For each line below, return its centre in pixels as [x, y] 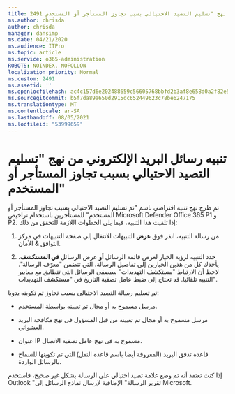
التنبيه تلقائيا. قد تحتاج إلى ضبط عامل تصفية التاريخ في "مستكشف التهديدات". [117, 279]
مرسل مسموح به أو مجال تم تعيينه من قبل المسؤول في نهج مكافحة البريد [113, 320]
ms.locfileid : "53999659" [45, 124]
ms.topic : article [35, 53]
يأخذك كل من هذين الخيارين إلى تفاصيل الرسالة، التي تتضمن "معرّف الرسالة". [118, 264]
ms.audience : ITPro [36, 46]
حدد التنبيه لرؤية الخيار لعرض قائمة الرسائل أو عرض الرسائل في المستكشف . [117, 257]
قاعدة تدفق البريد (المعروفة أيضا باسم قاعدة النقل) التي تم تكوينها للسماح [113, 354]
